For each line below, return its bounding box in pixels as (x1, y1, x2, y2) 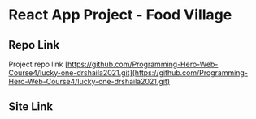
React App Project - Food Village (8, 6, 232, 24)
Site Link (8, 100, 54, 114)
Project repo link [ (8, 59, 68, 69)
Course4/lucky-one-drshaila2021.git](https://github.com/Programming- (8, 68, 248, 78)
